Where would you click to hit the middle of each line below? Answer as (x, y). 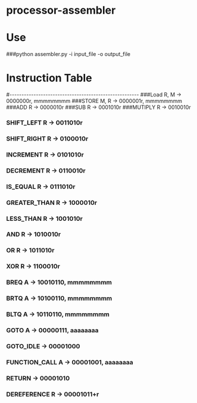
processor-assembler (61, 10)
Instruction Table (49, 78)
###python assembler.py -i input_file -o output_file (68, 54)
